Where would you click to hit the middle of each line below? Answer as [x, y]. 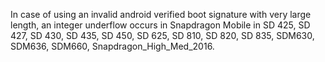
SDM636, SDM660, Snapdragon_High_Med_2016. [112, 46]
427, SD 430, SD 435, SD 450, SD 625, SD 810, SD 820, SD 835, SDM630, [162, 35]
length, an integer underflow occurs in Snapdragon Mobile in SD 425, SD [160, 25]
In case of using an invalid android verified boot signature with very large [161, 14]
